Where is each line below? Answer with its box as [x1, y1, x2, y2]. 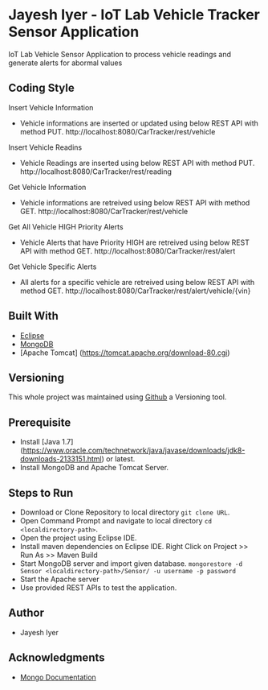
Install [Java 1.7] [19, 437, 74, 447]
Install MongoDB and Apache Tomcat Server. [19, 463, 169, 473]
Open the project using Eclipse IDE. [19, 533, 137, 543]
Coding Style [8, 81, 75, 95]
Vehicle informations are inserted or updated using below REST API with [19, 118, 259, 128]
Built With [8, 309, 59, 323]
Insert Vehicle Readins [8, 143, 83, 152]
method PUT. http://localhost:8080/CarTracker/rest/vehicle [19, 126, 216, 136]
